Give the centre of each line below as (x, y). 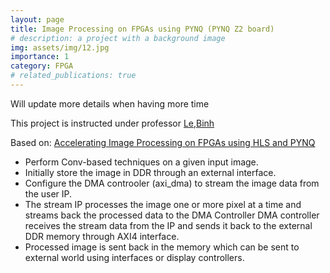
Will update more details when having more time (110, 103)
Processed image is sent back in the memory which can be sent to (162, 247)
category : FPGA (42, 66)
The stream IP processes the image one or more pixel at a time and (163, 204)
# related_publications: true (73, 76)
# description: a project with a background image (118, 38)
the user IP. (48, 193)
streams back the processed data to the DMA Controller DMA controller (172, 215)
